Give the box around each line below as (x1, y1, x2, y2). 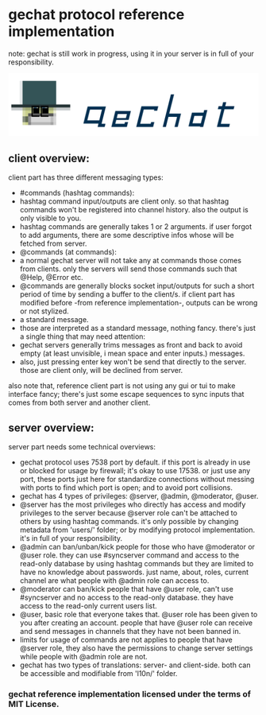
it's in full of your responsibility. (19, 534, 123, 543)
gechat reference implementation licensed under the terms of (8, 688, 252, 699)
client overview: (8, 151, 90, 165)
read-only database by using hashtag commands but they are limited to (19, 559, 254, 569)
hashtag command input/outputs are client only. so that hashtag (19, 196, 229, 206)
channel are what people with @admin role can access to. (19, 576, 210, 585)
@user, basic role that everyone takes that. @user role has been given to (19, 610, 258, 620)
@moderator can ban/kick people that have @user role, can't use (19, 585, 234, 594)
